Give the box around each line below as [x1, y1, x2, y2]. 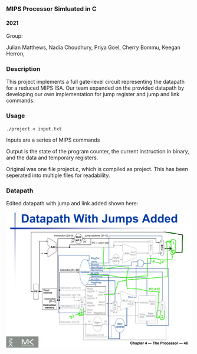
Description [6, 65, 41, 73]
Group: [6, 32, 23, 40]
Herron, [6, 50, 25, 57]
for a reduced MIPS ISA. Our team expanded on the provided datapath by [6, 84, 185, 91]
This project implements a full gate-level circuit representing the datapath [6, 78, 185, 86]
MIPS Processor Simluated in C [6, 5, 97, 13]
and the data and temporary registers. [6, 154, 98, 161]
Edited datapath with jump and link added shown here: [6, 200, 139, 207]
